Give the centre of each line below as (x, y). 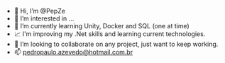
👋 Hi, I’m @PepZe (40, 11)
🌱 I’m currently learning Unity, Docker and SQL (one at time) (101, 26)
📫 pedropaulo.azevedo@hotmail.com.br (73, 52)
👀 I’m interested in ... (44, 18)
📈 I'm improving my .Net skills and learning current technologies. (110, 34)
